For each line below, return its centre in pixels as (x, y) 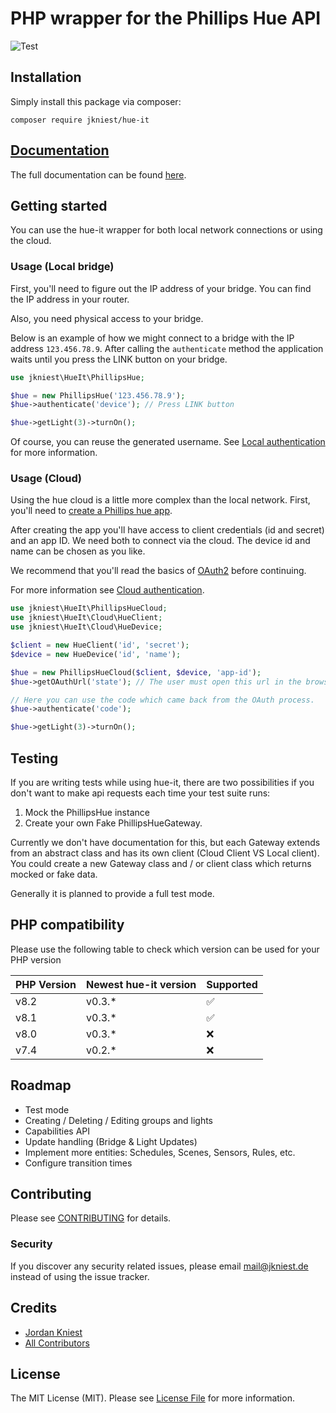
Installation (46, 77)
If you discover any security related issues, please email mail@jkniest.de (159, 1266)
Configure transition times (78, 1163)
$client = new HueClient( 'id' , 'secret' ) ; (100, 645)
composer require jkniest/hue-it (80, 120)
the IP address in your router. (70, 299)
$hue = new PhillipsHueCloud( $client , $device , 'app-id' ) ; (136, 672)
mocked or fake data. (54, 874)
